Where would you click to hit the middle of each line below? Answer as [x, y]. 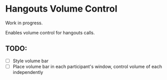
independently [28, 72]
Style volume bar [30, 61]
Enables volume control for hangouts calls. [50, 32]
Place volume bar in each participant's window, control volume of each [87, 66]
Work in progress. [24, 23]
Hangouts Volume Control [61, 9]
